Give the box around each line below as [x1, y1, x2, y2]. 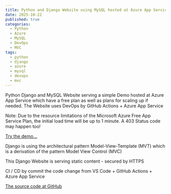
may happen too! [5, 123, 41, 129]
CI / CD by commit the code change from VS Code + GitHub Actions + [5, 168, 153, 174]
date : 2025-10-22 [5, 12, 42, 17]
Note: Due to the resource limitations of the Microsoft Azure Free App [5, 112, 151, 119]
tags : [5, 50, 17, 55]
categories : [5, 21, 31, 27]
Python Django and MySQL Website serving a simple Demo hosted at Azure [5, 92, 164, 98]
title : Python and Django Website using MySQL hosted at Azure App [5, 7, 152, 13]
